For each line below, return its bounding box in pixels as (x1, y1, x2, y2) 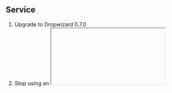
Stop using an (14, 79, 50, 86)
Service (5, 5, 36, 15)
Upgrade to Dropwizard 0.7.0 (14, 20, 87, 28)
